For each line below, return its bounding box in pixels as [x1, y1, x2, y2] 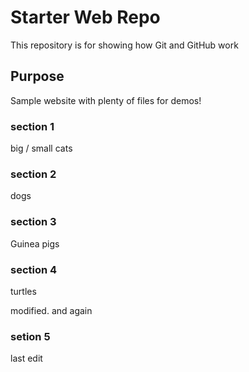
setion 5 [10, 329, 51, 343]
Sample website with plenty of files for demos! [10, 94, 202, 106]
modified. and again [10, 304, 93, 316]
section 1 [10, 119, 55, 133]
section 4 [10, 262, 58, 276]
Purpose [10, 68, 65, 85]
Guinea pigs [10, 237, 60, 250]
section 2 [10, 167, 57, 181]
